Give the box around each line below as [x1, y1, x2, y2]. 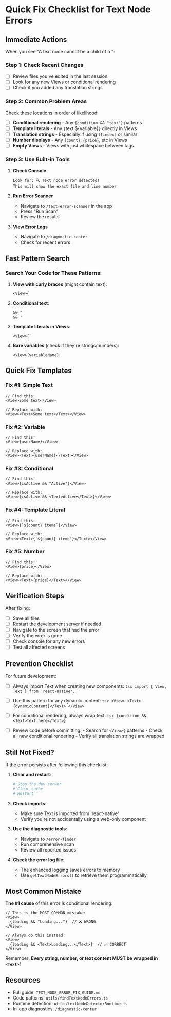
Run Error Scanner [12, 193, 53, 199]
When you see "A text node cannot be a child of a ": [5, 49, 115, 54]
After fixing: [5, 605, 30, 611]
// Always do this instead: [5, 933, 66, 938]
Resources [5, 975, 41, 985]
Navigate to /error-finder [20, 836, 76, 842]
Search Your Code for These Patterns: [5, 269, 102, 276]
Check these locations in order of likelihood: [5, 109, 99, 116]
